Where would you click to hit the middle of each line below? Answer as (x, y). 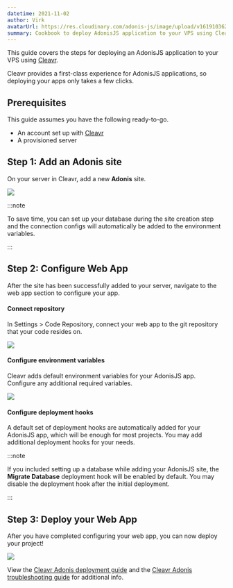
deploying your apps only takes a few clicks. (70, 81)
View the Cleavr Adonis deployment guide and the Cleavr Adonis (100, 570)
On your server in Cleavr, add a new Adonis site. (77, 178)
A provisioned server (47, 140)
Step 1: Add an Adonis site (65, 162)
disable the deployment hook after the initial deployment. (88, 484)
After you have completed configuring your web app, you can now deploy (112, 536)
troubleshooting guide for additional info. (66, 578)
